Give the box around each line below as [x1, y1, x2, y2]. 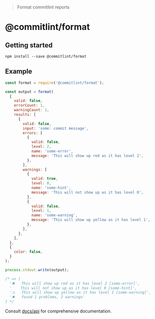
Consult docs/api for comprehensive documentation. [5, 308, 112, 314]
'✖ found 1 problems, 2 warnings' [9, 295, 85, 300]
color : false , [14, 250, 43, 255]
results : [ [14, 112, 36, 117]
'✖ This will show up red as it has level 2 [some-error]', [9, 281, 140, 286]
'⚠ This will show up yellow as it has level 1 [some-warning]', [9, 290, 151, 295]
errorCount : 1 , [14, 103, 45, 108]
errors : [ [23, 130, 43, 135]
